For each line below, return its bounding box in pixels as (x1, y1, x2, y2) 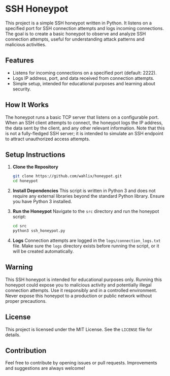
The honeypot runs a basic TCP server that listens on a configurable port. (5, 114, 159, 120)
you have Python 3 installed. (12, 199, 72, 205)
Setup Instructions (5, 150, 65, 159)
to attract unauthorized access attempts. (5, 136, 90, 142)
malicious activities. (5, 41, 47, 47)
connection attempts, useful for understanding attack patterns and (5, 36, 145, 42)
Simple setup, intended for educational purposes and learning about (12, 80, 156, 86)
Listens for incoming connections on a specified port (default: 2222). (12, 70, 157, 76)
